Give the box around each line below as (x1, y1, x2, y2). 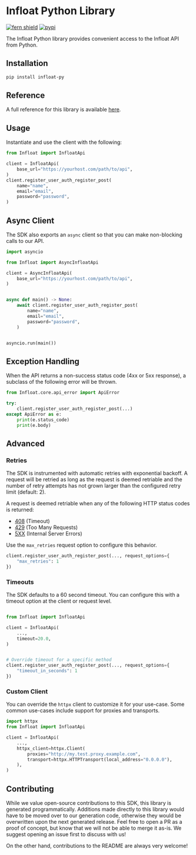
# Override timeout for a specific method (6, 657, 112, 663)
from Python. (6, 41, 38, 48)
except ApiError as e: (6, 411, 62, 417)
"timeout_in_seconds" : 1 (16, 668, 78, 674)
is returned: (6, 506, 34, 514)
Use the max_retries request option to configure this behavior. (6, 541, 157, 549)
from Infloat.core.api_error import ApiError (6, 390, 119, 396)
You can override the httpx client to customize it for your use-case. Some (6, 701, 185, 708)
